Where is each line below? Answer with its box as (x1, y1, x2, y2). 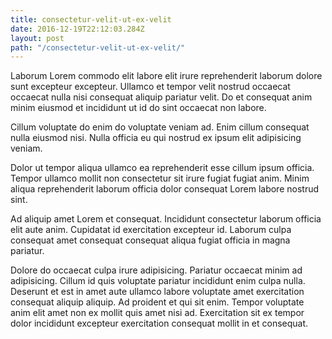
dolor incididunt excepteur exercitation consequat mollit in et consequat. (10, 317, 309, 330)
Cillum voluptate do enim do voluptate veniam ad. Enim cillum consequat (10, 121, 310, 133)
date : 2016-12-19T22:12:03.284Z (10, 24, 145, 34)
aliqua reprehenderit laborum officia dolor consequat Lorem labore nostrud (10, 183, 320, 195)
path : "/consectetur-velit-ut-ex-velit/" (10, 42, 186, 53)
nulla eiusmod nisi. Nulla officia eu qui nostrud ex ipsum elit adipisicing (10, 132, 302, 144)
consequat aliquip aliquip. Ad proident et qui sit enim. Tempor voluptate (10, 296, 305, 308)
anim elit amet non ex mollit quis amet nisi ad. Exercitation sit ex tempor (10, 307, 305, 319)
